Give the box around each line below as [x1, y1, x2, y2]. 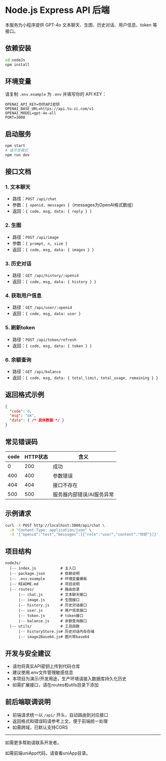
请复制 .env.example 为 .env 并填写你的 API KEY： [5, 91, 107, 97]
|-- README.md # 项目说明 [9, 582, 80, 587]
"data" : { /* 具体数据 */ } [9, 418, 64, 423]
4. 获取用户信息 [5, 292, 42, 299]
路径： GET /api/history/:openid [12, 273, 79, 278]
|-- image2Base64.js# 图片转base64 [18, 634, 89, 639]
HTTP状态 [24, 453, 48, 460]
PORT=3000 [5, 115, 26, 120]
